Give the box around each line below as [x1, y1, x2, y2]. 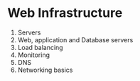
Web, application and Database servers [17, 35, 134, 44]
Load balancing [17, 43, 63, 51]
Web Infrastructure [7, 5, 123, 21]
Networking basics [17, 66, 73, 74]
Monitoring [17, 51, 50, 59]
